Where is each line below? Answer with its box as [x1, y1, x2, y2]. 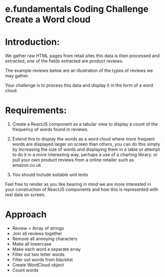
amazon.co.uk [12, 162, 41, 168]
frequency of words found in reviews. [12, 127, 89, 133]
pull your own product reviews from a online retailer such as [12, 157, 134, 163]
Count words [12, 267, 39, 273]
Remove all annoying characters [12, 236, 78, 242]
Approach [5, 209, 47, 220]
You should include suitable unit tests [12, 172, 88, 178]
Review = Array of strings [12, 225, 64, 231]
